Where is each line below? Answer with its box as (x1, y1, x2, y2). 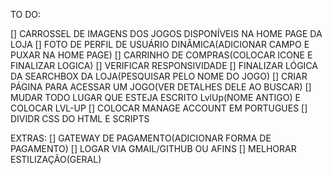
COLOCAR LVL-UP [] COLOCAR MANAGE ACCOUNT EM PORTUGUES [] (10, 102, 308, 114)
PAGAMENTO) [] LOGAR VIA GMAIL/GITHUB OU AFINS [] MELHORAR (10, 143, 297, 154)
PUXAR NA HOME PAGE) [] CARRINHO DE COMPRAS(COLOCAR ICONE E (10, 49, 313, 61)
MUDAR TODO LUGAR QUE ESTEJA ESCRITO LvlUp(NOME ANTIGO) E (10, 92, 301, 103)
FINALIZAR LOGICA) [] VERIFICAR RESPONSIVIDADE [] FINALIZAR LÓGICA (10, 60, 318, 71)
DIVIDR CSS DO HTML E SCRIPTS (10, 113, 150, 124)
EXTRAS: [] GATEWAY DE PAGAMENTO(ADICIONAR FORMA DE (10, 132, 272, 144)
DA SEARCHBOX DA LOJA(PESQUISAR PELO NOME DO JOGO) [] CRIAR (10, 70, 308, 82)
